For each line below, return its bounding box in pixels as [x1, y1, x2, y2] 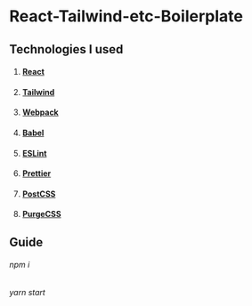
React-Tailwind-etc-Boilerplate [9, 6, 243, 27]
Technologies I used [9, 42, 124, 57]
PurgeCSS [21, 209, 61, 220]
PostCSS [21, 189, 56, 199]
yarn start [9, 286, 46, 297]
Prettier [21, 168, 52, 179]
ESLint [21, 148, 47, 158]
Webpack [21, 107, 60, 117]
